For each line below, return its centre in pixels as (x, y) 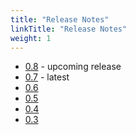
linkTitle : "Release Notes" (69, 29)
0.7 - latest (47, 77)
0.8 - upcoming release (73, 67)
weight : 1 (31, 38)
